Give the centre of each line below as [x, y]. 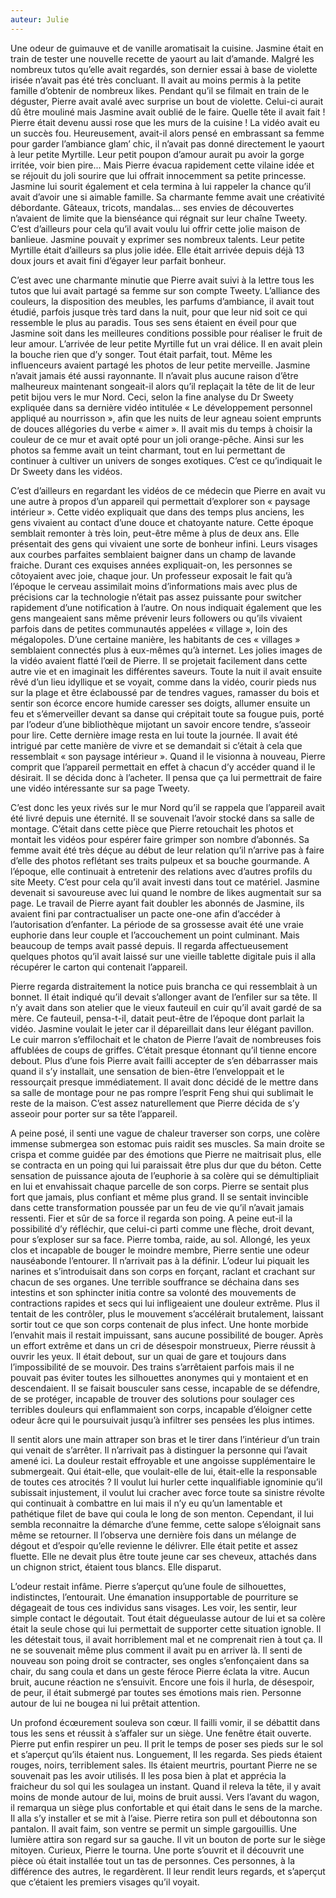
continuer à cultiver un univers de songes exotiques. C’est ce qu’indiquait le [166, 460]
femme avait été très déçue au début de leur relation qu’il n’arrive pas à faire [167, 850]
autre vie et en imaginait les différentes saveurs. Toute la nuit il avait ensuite [166, 671]
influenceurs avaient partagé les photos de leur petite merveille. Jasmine [160, 365]
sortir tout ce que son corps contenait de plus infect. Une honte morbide [159, 1324]
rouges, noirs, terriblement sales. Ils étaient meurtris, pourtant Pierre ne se [164, 1765]
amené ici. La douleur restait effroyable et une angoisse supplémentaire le [163, 1460]
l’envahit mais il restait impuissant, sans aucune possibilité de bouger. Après [167, 1335]
